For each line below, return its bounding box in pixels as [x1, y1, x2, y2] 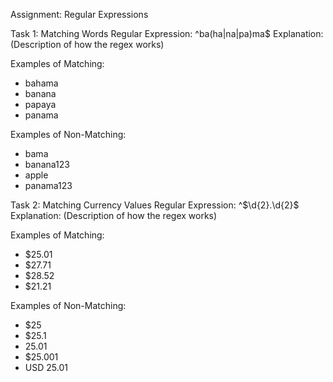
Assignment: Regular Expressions [10, 9, 149, 20]
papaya [24, 99, 57, 110]
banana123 [24, 159, 70, 170]
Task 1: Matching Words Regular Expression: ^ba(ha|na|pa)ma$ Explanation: [10, 28, 324, 39]
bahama [24, 77, 59, 89]
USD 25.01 [24, 362, 68, 373]
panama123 [24, 180, 73, 191]
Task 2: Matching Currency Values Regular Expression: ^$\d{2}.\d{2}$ [10, 199, 300, 211]
